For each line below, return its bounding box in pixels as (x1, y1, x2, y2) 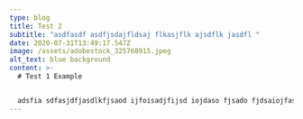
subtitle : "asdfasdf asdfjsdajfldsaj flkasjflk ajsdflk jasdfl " (9, 30, 260, 39)
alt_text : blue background (9, 55, 111, 64)
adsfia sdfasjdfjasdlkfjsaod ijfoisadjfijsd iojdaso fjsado (17, 96, 248, 105)
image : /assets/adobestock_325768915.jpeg (9, 47, 171, 56)
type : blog (9, 13, 50, 23)
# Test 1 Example (17, 72, 83, 81)
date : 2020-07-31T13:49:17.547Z (9, 38, 131, 48)
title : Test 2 (9, 22, 63, 31)
